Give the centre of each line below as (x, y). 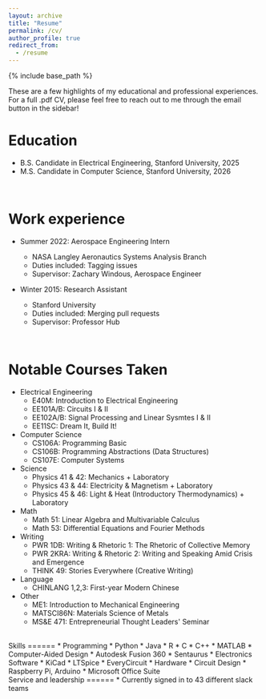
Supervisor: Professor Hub (76, 322)
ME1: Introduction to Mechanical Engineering (106, 605)
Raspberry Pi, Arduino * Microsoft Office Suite (84, 671)
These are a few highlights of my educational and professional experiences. (133, 91)
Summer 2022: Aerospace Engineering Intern (95, 241)
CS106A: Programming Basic (79, 443)
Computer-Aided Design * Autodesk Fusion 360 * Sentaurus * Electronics (130, 654)
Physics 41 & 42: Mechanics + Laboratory (101, 476)
